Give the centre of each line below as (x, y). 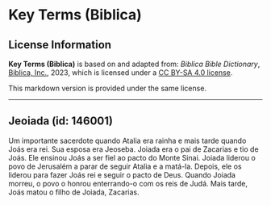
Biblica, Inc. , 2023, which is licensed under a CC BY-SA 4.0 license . (121, 73)
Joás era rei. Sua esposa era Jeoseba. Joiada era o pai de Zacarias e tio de (134, 149)
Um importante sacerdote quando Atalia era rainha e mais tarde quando (127, 140)
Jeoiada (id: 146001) (60, 121)
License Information (60, 45)
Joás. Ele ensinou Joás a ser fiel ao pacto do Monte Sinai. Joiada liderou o (132, 157)
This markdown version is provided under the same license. (108, 88)
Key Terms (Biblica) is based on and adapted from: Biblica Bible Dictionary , (134, 64)
